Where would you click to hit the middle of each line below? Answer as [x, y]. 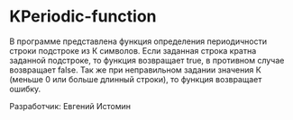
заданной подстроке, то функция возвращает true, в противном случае [147, 60]
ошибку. [25, 89]
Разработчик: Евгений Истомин [70, 106]
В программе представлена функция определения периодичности [138, 41]
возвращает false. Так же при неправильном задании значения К [135, 70]
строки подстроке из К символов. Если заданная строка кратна [133, 50]
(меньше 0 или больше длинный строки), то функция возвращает [136, 79]
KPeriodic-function [83, 17]
